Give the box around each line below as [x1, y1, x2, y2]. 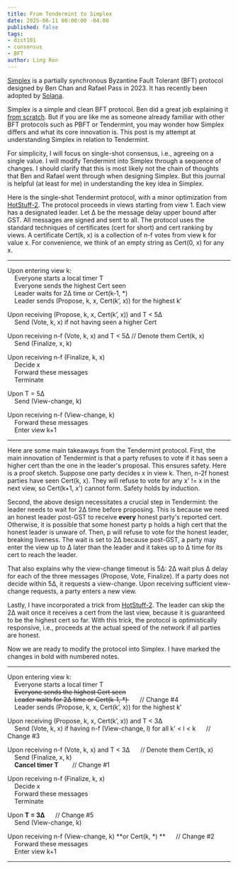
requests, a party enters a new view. [30, 587, 137, 595]
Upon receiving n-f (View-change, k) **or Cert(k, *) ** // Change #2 [7, 832, 215, 841]
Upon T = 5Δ [7, 389, 45, 398]
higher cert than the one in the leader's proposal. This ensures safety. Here [7, 461, 227, 470]
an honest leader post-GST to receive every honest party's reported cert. [7, 512, 222, 521]
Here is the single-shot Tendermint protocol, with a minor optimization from [7, 193, 227, 201]
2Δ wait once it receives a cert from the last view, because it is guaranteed [7, 608, 225, 617]
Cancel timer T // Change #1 [13, 760, 110, 769]
